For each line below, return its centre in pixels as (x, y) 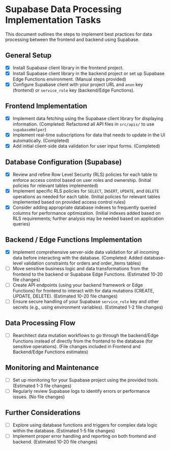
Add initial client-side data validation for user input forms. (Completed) (86, 146)
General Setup (28, 55)
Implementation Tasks (53, 20)
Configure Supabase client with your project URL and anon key (78, 84)
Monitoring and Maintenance (52, 368)
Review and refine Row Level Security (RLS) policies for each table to (85, 174)
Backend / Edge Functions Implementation (74, 240)
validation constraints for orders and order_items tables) (82, 263)
